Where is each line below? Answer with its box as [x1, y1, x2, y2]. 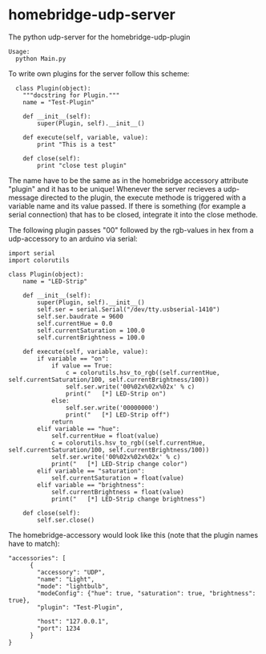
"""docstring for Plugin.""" [22, 91, 120, 100]
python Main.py [15, 55, 66, 63]
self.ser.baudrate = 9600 [37, 312, 124, 320]
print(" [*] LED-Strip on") [65, 389, 167, 398]
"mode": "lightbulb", [37, 582, 110, 591]
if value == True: [50, 361, 113, 370]
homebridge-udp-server [8, 6, 176, 24]
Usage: [8, 47, 30, 55]
